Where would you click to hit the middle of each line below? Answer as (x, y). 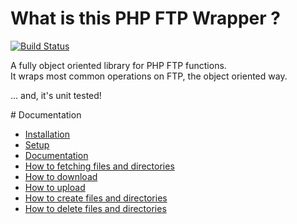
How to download (61, 176)
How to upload (55, 187)
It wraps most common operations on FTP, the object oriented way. (149, 76)
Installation (47, 134)
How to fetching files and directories (99, 166)
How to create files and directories (96, 198)
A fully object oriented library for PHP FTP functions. (118, 65)
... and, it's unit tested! (56, 95)
